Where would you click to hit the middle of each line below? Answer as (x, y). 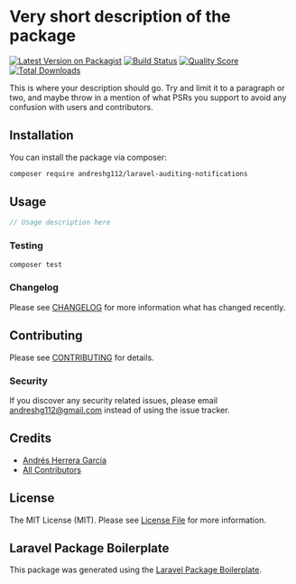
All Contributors (51, 469)
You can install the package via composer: (88, 157)
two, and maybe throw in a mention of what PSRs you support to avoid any (148, 97)
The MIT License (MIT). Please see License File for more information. (138, 520)
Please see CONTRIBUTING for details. (82, 357)
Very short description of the (120, 17)
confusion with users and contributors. (81, 107)
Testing (26, 246)
